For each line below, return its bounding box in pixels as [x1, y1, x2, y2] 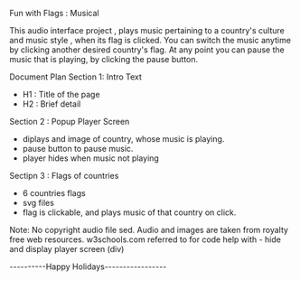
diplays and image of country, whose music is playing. [22, 134, 225, 144]
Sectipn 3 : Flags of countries [9, 171, 119, 181]
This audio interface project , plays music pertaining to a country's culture [9, 25, 285, 35]
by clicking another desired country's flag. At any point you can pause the [9, 44, 285, 55]
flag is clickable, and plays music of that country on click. [22, 207, 237, 218]
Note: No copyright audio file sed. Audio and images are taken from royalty [9, 225, 289, 235]
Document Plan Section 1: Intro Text [9, 71, 143, 82]
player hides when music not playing [22, 153, 160, 164]
